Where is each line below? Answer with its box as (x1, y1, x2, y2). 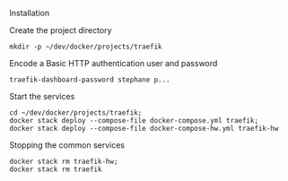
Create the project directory (9, 25, 112, 35)
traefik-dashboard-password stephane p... (9, 75, 170, 84)
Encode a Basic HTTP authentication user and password (9, 58, 218, 68)
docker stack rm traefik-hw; (9, 157, 118, 166)
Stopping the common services (9, 140, 126, 151)
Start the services (9, 91, 75, 101)
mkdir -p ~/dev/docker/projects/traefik (9, 42, 163, 51)
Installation (9, 8, 50, 18)
